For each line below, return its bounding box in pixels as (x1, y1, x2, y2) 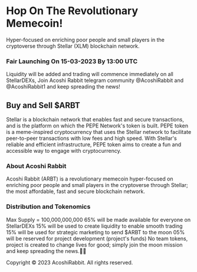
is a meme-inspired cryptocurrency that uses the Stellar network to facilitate (6, 129, 192, 136)
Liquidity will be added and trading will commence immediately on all (6, 71, 174, 78)
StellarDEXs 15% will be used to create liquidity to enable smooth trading (6, 222, 183, 230)
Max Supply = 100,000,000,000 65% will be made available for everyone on (6, 216, 191, 223)
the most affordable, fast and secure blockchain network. (6, 188, 146, 195)
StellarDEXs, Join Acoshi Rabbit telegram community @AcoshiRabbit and (6, 77, 184, 84)
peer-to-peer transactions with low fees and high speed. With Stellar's (6, 135, 177, 142)
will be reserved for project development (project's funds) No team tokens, (6, 235, 188, 242)
